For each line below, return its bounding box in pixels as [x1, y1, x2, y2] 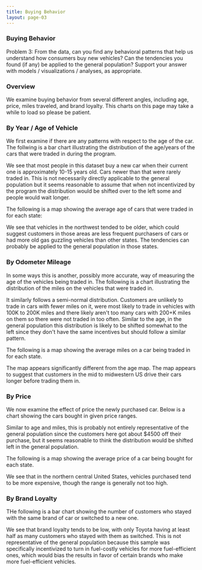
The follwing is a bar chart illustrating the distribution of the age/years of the [6, 144, 195, 151]
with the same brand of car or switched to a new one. [6, 515, 139, 522]
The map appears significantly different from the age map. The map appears [6, 364, 196, 371]
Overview [6, 82, 35, 90]
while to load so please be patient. [6, 109, 91, 116]
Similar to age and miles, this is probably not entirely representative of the [6, 424, 189, 431]
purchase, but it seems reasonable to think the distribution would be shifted [6, 436, 194, 443]
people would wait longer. [6, 194, 70, 201]
